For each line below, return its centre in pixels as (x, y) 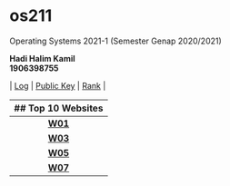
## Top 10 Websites (59, 108)
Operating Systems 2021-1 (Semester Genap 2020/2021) (116, 41)
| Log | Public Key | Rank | (58, 85)
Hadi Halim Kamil (42, 58)
